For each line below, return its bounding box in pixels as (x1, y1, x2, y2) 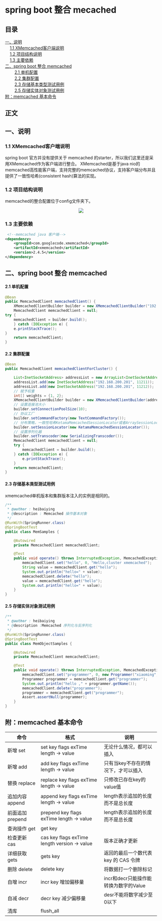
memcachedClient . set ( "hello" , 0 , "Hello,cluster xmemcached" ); (22, 561, 152, 566)
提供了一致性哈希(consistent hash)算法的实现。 (5, 173, 99, 179)
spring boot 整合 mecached (5, 4, 117, 16)
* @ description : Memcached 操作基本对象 (7, 511, 87, 517)
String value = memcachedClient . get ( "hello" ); (22, 565, 118, 570)
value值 (104, 783, 121, 790)
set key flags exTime (40, 743, 87, 750)
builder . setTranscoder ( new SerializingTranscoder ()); (13, 434, 124, 439)
